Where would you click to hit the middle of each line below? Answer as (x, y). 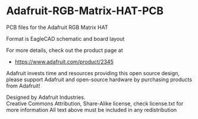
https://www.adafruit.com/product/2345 (64, 62)
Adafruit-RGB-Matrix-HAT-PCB (85, 11)
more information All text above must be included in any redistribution (92, 110)
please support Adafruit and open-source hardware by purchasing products (99, 79)
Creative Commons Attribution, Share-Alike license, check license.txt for (95, 103)
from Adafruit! (23, 86)
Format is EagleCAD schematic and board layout (65, 38)
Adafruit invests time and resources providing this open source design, (93, 73)
